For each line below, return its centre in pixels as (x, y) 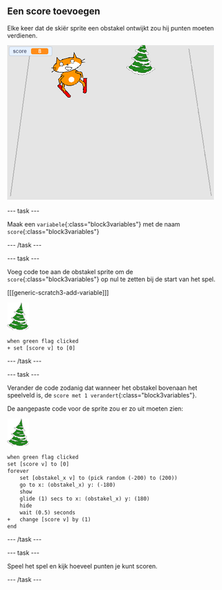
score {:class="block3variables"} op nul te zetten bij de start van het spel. (111, 279)
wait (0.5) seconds (48, 512)
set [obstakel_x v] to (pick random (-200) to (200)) (99, 478)
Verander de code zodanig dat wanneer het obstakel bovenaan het (102, 388)
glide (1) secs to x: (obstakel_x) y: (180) (85, 499)
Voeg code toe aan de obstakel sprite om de (70, 271)
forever (18, 471)
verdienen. (22, 35)
